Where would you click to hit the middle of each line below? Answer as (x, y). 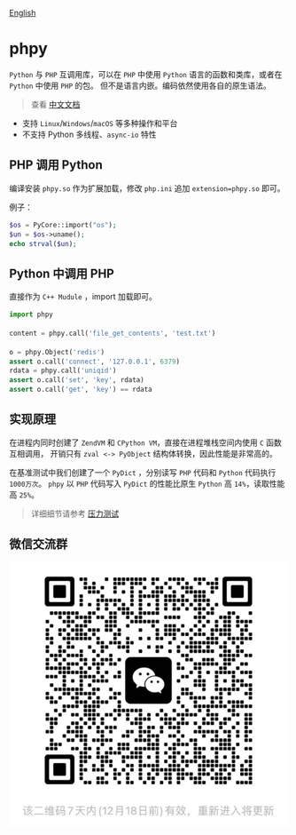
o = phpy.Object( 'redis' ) (57, 352)
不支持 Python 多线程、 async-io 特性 (89, 134)
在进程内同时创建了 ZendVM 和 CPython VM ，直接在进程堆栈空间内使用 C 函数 (145, 442)
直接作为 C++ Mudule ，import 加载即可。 (83, 297)
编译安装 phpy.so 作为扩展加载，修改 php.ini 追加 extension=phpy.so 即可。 (147, 188)
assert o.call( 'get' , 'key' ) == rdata (81, 390)
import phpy (31, 314)
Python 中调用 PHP (62, 273)
